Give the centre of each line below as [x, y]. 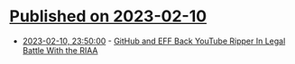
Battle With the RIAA [60, 50]
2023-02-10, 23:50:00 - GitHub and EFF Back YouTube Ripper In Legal [154, 41]
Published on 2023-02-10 [108, 16]
